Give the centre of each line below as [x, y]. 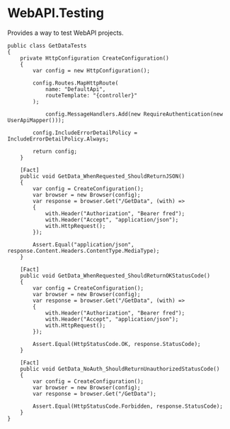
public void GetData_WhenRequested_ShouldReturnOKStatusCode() [115, 276]
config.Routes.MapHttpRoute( [76, 83]
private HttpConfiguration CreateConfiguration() [95, 58]
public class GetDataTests [47, 45]
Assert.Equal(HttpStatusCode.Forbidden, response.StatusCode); [128, 406]
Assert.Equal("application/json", [84, 244]
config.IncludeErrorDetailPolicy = [85, 133]
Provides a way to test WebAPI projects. [65, 33]
